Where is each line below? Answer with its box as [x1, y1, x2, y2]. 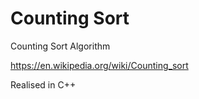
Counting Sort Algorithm [10, 40, 111, 52]
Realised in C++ [10, 78, 77, 91]
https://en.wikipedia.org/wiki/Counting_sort [10, 59, 189, 71]
